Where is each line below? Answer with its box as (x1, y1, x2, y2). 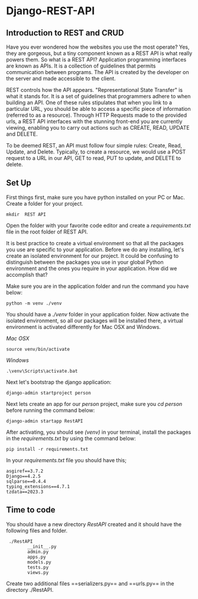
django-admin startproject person (6, 390, 92, 396)
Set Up (6, 178, 31, 188)
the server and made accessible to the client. (6, 75, 116, 82)
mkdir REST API (6, 212, 46, 217)
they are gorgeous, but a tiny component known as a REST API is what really (6, 50, 193, 57)
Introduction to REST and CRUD (6, 28, 124, 38)
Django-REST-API (6, 4, 95, 18)
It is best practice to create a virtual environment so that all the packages (6, 239, 184, 246)
